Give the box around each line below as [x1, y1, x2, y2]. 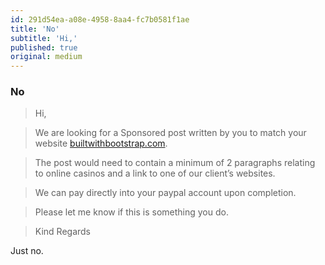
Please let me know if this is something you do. [34, 206, 229, 218]
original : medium [10, 52, 83, 62]
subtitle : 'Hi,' [10, 33, 78, 43]
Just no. [10, 245, 44, 257]
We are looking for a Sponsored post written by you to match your [34, 127, 307, 139]
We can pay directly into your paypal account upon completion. [34, 187, 297, 199]
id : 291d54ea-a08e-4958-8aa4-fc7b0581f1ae [10, 14, 190, 25]
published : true [10, 42, 78, 53]
